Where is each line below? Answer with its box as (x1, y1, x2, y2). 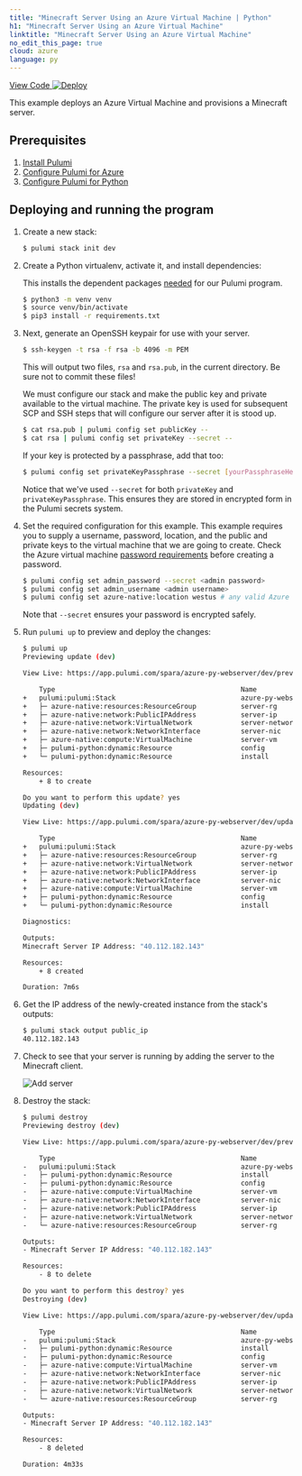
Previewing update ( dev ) (22, 653, 116, 662)
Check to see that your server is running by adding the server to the (22, 1051, 275, 1061)
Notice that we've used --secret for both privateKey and (22, 483, 234, 494)
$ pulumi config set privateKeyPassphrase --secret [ (22, 467, 229, 476)
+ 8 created (39, 967, 84, 976)
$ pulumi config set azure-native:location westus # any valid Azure (22, 592, 290, 602)
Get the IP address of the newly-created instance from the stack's (22, 999, 268, 1010)
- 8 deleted (39, 1444, 84, 1453)
